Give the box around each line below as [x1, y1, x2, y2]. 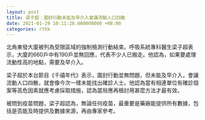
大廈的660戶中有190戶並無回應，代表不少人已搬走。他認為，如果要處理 [16, 51, 196, 58]
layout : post [6, 9, 40, 15]
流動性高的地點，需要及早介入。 [6, 58, 87, 66]
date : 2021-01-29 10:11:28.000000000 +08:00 [6, 20, 121, 26]
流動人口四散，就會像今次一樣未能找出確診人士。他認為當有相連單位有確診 [6, 79, 193, 86]
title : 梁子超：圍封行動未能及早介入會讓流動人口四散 [6, 15, 126, 21]
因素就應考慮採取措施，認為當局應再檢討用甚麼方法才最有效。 [27, 86, 183, 94]
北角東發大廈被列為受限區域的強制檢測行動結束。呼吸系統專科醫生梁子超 [6, 43, 188, 51]
